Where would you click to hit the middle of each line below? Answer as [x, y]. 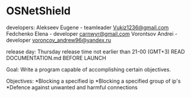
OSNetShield [39, 11]
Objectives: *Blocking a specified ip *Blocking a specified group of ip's [93, 81]
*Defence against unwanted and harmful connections [72, 87]
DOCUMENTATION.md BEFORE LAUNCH [56, 58]
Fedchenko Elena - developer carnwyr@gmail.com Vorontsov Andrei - [92, 33]
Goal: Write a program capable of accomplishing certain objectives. [88, 69]
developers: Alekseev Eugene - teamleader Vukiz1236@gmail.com [87, 27]
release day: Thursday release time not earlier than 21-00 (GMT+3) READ [95, 51]
